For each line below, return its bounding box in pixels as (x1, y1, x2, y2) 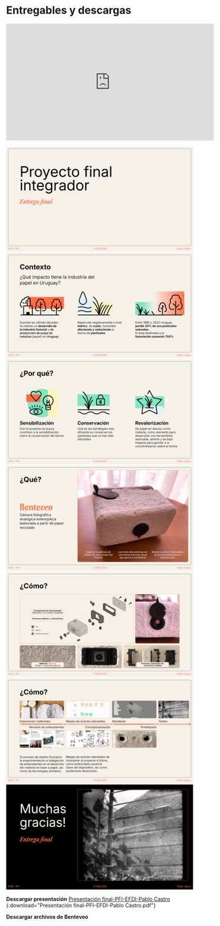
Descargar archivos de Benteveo (6, 914, 89, 921)
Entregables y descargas (6, 4, 132, 17)
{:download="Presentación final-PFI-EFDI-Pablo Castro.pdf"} (6, 902, 156, 909)
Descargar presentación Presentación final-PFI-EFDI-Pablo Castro (6, 896, 171, 903)
